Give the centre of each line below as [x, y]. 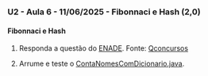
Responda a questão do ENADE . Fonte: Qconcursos [103, 48]
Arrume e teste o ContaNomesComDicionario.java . [102, 64]
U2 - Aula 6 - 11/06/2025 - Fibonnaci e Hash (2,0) [104, 12]
